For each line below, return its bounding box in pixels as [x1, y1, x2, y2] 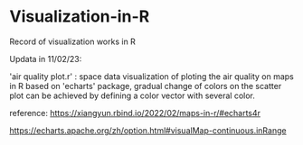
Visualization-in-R [9, 6, 150, 27]
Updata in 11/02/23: [9, 53, 82, 64]
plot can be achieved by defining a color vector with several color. [9, 90, 256, 101]
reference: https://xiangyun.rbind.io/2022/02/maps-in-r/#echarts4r [9, 107, 260, 118]
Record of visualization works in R [9, 36, 136, 47]
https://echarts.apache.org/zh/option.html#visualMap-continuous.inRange [9, 124, 287, 136]
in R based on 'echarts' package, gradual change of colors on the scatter [9, 80, 282, 91]
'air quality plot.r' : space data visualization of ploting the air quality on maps [9, 70, 294, 82]
